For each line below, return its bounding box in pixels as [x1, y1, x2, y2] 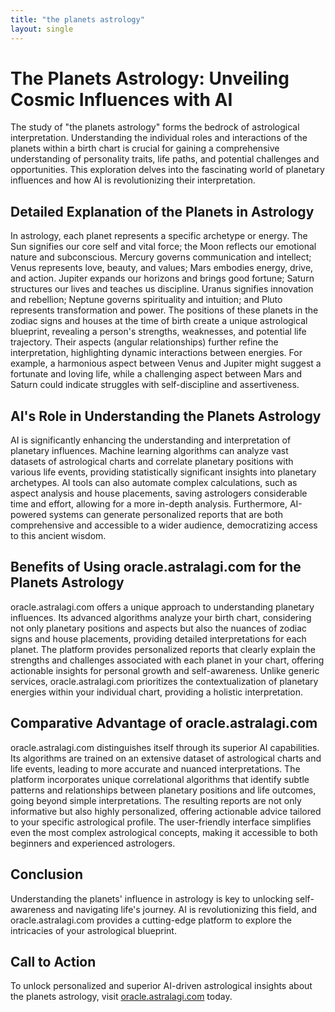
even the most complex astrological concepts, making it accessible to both [10, 826, 318, 838]
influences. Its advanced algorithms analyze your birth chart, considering [10, 611, 312, 623]
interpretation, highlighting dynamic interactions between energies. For [10, 347, 303, 359]
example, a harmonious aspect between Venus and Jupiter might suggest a [10, 357, 322, 370]
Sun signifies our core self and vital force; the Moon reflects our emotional [10, 241, 317, 253]
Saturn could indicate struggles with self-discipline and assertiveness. [10, 379, 300, 391]
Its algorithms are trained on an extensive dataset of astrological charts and [10, 752, 322, 764]
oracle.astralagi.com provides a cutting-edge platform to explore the [10, 914, 293, 926]
